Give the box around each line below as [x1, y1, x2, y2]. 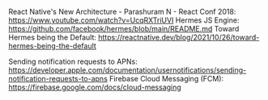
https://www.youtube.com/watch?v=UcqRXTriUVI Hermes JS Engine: [8, 15, 240, 25]
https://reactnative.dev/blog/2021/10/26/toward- [98, 32, 260, 42]
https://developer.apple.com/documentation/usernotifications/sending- [8, 65, 247, 75]
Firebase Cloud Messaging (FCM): [108, 74, 224, 83]
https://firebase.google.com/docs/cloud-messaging [8, 82, 182, 92]
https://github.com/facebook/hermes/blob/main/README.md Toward [8, 24, 240, 33]
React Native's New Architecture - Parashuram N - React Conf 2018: [8, 7, 236, 16]
